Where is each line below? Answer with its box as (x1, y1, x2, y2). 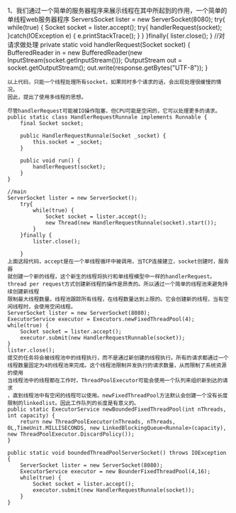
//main (7, 188, 27, 195)
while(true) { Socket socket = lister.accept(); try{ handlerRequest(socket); (7, 23, 223, 31)
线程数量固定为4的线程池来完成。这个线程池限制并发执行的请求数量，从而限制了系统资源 (7, 362, 227, 369)
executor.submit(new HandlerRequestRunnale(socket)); (33, 487, 195, 494)
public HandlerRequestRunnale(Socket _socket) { (20, 132, 167, 139)
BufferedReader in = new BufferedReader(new (7, 48, 143, 57)
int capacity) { (7, 412, 55, 419)
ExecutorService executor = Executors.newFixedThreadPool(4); (7, 315, 195, 323)
